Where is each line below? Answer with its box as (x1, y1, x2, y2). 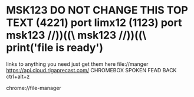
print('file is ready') (6, 41, 104, 55)
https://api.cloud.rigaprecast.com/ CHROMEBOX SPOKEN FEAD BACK (6, 66, 177, 73)
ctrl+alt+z (6, 73, 30, 80)
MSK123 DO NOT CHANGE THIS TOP (6, 4, 189, 17)
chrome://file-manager (6, 84, 62, 91)
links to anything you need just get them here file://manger (6, 60, 149, 68)
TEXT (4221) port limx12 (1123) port (6, 16, 182, 29)
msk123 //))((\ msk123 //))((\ (6, 29, 147, 42)
